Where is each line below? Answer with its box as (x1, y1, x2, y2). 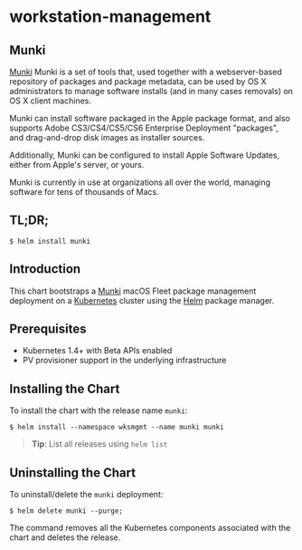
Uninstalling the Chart (9, 465, 137, 480)
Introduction (9, 261, 81, 277)
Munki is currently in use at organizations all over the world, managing (9, 177, 271, 188)
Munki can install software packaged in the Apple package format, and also (9, 113, 291, 123)
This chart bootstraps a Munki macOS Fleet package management (9, 285, 257, 296)
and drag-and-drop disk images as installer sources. (9, 132, 205, 142)
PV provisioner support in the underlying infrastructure (22, 355, 227, 366)
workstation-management (9, 6, 212, 27)
